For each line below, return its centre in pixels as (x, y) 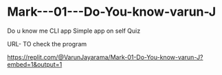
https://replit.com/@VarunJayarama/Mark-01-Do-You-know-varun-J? (105, 57)
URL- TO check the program (47, 44)
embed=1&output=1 (35, 64)
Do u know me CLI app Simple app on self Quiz (74, 31)
